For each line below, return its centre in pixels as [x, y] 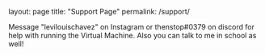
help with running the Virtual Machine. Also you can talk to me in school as [132, 35]
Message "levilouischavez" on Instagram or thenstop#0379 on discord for [131, 27]
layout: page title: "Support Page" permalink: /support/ [99, 12]
